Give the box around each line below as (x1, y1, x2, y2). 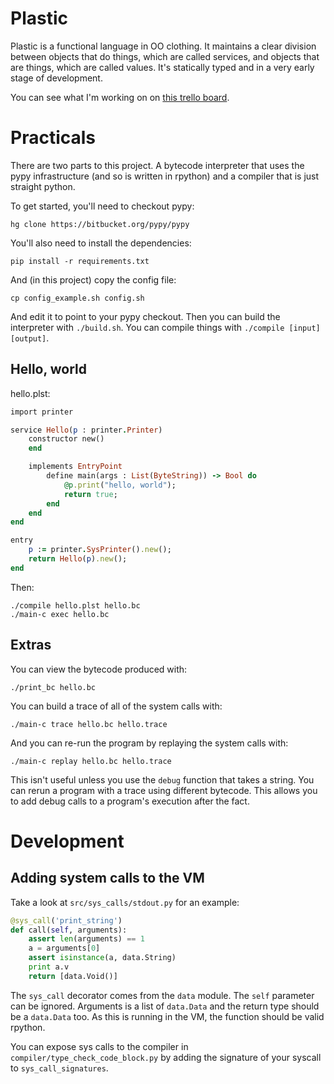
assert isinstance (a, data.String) (28, 953, 177, 963)
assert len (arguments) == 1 (28, 934, 145, 944)
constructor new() (28, 434, 105, 444)
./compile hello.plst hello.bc (10, 600, 141, 611)
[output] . (10, 332, 50, 344)
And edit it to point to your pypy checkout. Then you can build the (10, 310, 281, 322)
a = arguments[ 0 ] (28, 943, 101, 954)
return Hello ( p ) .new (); (28, 554, 128, 564)
